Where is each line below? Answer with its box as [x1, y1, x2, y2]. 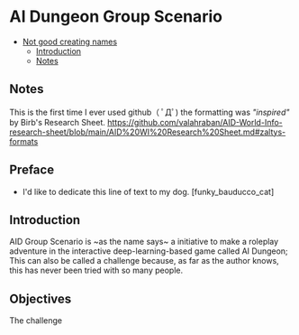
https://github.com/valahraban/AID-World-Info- [106, 116, 284, 127]
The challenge [9, 315, 63, 326]
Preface [9, 163, 55, 178]
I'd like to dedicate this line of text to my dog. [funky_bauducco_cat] [22, 186, 275, 197]
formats [9, 135, 39, 146]
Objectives [9, 291, 72, 306]
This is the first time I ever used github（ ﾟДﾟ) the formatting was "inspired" [9, 107, 290, 117]
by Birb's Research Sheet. [9, 116, 106, 127]
